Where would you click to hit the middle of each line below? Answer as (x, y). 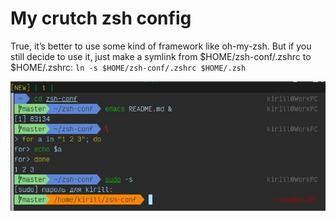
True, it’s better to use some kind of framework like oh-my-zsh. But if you (161, 46)
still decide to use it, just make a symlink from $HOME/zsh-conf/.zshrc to (161, 56)
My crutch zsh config (101, 18)
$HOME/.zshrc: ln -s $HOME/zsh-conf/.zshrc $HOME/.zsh (128, 67)
